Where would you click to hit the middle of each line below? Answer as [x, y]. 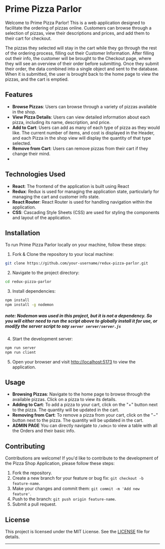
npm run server [21, 348]
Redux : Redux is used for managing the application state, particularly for [86, 191]
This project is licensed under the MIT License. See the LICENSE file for [78, 532]
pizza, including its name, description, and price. [61, 122]
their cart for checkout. [28, 38]
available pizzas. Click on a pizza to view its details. [64, 399]
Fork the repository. [32, 473]
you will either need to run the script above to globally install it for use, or [81, 321]
